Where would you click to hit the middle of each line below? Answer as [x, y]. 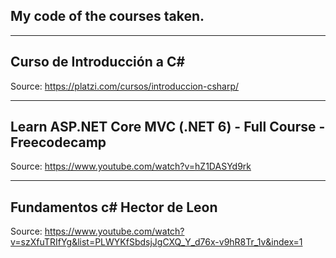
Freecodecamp [58, 142]
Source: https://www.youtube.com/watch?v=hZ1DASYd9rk [131, 166]
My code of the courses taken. [107, 16]
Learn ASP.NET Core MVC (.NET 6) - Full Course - [168, 127]
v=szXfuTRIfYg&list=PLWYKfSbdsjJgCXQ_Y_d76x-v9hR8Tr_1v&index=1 [156, 242]
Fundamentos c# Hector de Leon [114, 207]
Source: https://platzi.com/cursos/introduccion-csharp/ [125, 86]
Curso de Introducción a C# [98, 62]
